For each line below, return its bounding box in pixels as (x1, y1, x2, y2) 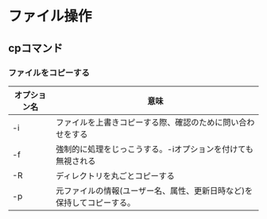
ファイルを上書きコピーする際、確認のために (55, 117, 223, 128)
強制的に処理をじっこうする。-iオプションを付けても (55, 144, 254, 155)
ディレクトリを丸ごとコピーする (55, 170, 175, 181)
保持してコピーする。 (55, 197, 136, 208)
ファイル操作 (8, 7, 93, 25)
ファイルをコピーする (8, 67, 90, 78)
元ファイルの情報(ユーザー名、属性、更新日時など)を (55, 185, 253, 196)
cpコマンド (8, 41, 64, 55)
